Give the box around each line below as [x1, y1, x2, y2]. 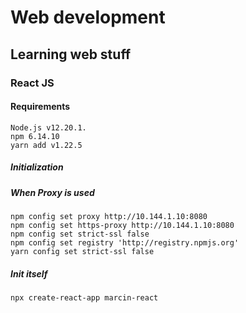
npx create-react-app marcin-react [10, 293, 159, 303]
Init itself [10, 267, 48, 280]
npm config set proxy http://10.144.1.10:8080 [10, 212, 208, 222]
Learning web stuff [10, 46, 132, 63]
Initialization [10, 161, 64, 173]
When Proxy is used [10, 186, 95, 198]
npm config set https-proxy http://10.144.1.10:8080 [10, 221, 235, 231]
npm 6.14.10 [10, 131, 60, 141]
